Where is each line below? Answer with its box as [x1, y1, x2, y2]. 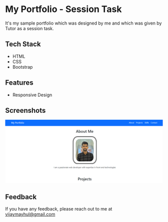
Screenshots [5, 106, 46, 115]
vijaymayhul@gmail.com [5, 211, 55, 217]
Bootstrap [12, 64, 33, 70]
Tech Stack [5, 40, 41, 49]
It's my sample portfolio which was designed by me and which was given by [5, 20, 162, 26]
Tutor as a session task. [5, 25, 54, 31]
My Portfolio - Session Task [5, 4, 122, 15]
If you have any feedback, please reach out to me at [5, 206, 112, 212]
